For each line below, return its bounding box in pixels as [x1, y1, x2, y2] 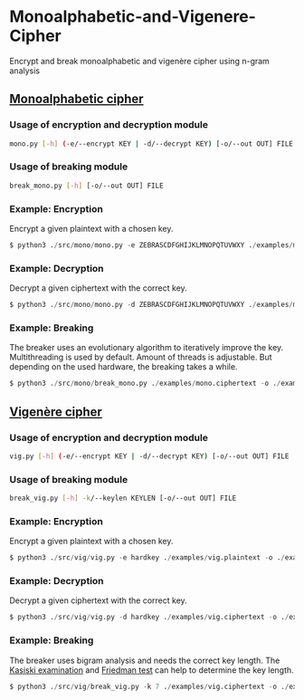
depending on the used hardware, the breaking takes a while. [9, 361, 238, 372]
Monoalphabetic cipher [9, 91, 144, 107]
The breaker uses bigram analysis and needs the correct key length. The [9, 655, 280, 666]
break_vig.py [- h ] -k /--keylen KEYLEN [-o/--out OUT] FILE [9, 494, 237, 503]
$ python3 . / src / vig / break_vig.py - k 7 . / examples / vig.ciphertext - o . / [9, 682, 290, 691]
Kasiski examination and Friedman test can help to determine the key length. [9, 664, 294, 676]
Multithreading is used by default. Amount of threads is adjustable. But [9, 351, 273, 363]
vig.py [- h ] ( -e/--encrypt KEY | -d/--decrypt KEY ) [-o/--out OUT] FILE [9, 451, 290, 461]
